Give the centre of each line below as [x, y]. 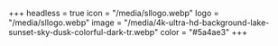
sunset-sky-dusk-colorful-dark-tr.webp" [83, 32]
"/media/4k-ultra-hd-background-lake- [197, 23]
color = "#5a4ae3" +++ [204, 32]
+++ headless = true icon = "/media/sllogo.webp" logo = [114, 13]
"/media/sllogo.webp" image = [65, 23]
